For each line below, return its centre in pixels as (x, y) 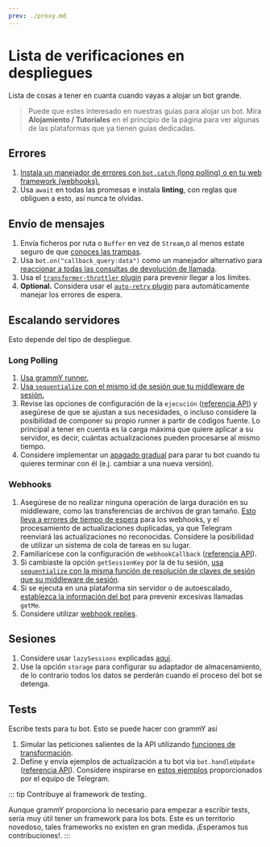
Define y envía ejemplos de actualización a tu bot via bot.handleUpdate (137, 761)
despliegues (51, 73)
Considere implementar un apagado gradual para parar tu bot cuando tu (140, 455)
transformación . (47, 753)
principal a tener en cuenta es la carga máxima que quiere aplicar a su (137, 429)
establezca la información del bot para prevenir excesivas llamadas (131, 596)
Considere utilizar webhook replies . (79, 613)
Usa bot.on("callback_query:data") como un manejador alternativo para (141, 261)
